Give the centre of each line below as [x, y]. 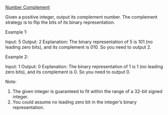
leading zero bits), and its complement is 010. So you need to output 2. [78, 47]
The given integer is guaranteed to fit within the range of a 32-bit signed [87, 91]
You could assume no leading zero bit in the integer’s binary [74, 102]
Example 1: [16, 32]
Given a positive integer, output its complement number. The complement [81, 17]
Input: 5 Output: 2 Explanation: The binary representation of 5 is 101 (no [79, 42]
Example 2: [17, 57]
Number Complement [28, 7]
